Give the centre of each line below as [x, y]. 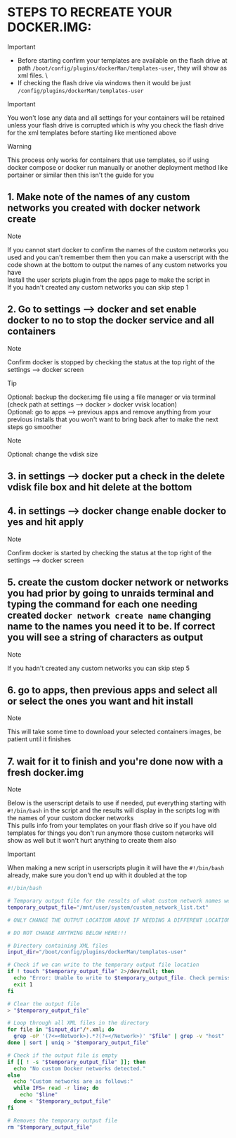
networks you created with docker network [104, 208]
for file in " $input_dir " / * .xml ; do [61, 1029]
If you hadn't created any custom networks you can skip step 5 [99, 668]
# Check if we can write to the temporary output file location [103, 965]
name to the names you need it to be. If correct [111, 627]
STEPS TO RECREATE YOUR [90, 12]
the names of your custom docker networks [71, 818]
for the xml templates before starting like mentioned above [92, 132]
